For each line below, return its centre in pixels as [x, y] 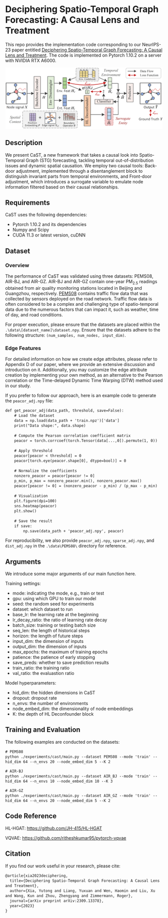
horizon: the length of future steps [48, 636]
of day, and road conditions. [34, 314]
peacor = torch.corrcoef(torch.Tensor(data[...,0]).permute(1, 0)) [86, 441]
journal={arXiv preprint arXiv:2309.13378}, [57, 901]
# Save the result [33, 521]
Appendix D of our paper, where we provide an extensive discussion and [80, 365]
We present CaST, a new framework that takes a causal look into [72, 155]
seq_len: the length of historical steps [51, 631]
